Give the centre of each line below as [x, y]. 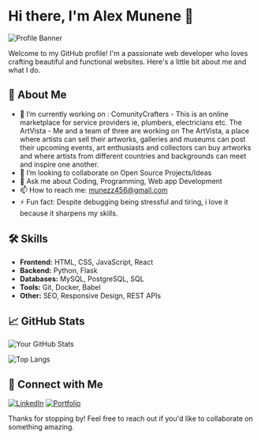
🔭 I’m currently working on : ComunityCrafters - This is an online [124, 114]
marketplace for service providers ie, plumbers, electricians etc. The [130, 122]
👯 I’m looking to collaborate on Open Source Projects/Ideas [116, 172]
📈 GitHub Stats [47, 321]
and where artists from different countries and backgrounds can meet [133, 156]
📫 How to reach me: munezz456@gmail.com [93, 189]
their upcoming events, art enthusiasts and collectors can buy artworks [135, 147]
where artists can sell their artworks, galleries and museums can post [132, 139]
